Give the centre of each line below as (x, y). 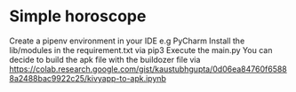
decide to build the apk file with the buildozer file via (105, 59)
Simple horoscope (78, 16)
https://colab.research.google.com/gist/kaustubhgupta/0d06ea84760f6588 (148, 69)
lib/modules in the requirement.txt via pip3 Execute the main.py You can (141, 50)
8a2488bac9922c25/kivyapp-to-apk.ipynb (88, 78)
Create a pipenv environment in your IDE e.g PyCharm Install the (127, 41)
